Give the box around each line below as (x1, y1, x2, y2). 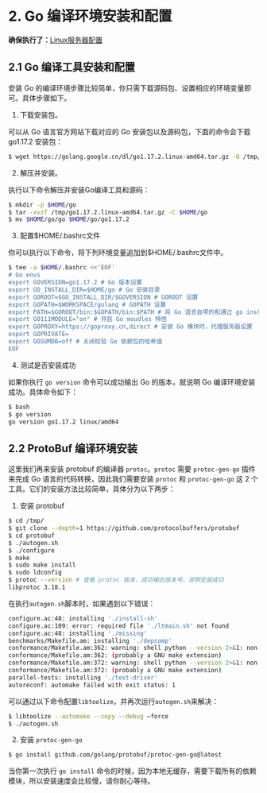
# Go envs (8, 271, 41, 279)
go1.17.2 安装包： (8, 137, 64, 146)
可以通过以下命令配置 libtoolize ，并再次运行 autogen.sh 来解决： (8, 696, 219, 706)
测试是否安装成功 (19, 360, 76, 369)
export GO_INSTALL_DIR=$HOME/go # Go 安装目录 (8, 285, 161, 294)
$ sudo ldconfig (8, 569, 62, 577)
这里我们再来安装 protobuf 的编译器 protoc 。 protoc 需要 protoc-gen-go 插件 (8, 464, 256, 474)
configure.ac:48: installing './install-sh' (8, 614, 158, 622)
